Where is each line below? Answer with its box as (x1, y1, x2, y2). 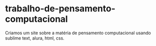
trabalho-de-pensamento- (5, 3, 116, 14)
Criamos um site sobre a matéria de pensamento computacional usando (5, 30, 151, 36)
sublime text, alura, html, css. (5, 35, 65, 41)
